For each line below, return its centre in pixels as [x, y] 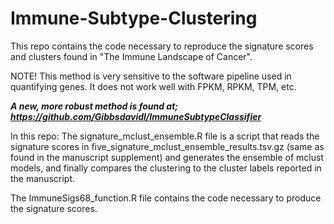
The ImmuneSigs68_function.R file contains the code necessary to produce [166, 198]
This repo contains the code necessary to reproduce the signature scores [162, 46]
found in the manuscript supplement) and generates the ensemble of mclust [167, 157]
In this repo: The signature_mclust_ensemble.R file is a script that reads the [165, 136]
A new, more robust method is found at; [94, 106]
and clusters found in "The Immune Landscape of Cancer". [131, 56]
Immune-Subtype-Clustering [134, 18]
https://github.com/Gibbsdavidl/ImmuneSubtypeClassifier [136, 116]
